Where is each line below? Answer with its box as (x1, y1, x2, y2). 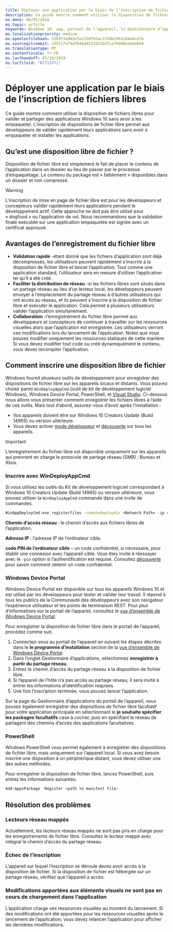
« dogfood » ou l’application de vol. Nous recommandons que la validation (5, 214, 163, 219)
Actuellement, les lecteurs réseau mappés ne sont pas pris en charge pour (5, 827, 164, 834)
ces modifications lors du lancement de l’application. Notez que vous (12, 330, 160, 336)
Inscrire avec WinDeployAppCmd (5, 472, 91, 479)
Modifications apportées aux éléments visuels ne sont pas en (5, 887, 163, 894)
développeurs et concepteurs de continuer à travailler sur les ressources (12, 319, 167, 325)
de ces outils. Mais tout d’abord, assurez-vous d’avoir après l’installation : (5, 402, 161, 408)
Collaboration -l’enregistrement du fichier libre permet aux (12, 313, 138, 319)
